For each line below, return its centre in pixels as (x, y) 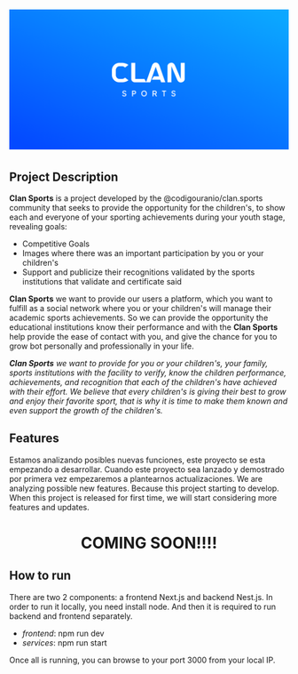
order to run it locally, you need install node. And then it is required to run (143, 606)
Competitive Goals (56, 244)
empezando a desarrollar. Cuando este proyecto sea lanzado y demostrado (147, 469)
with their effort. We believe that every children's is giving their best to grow (148, 392)
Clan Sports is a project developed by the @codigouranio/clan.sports (136, 198)
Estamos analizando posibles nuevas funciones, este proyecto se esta (137, 460)
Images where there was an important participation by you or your (143, 253)
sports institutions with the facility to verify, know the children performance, (148, 373)
